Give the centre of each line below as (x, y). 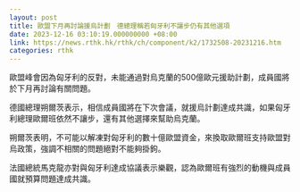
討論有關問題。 (67, 88)
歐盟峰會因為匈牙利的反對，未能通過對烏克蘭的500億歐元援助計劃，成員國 (146, 78)
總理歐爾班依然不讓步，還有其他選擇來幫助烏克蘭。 (111, 119)
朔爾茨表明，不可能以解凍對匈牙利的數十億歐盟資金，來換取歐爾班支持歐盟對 (150, 138)
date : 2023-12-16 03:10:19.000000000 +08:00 (93, 34)
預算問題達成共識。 (60, 179)
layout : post (33, 17)
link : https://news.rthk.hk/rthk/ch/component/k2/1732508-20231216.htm (145, 42)
